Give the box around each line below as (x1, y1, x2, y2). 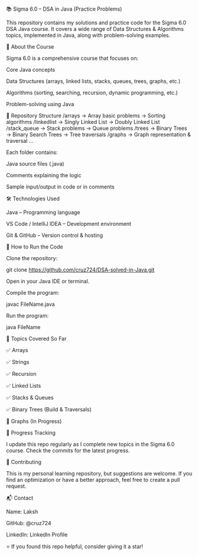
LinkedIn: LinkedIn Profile (6, 531, 68, 538)
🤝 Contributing (6, 459, 42, 465)
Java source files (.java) (6, 160, 64, 167)
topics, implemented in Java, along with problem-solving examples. (6, 32, 171, 39)
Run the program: (6, 312, 49, 319)
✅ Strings (6, 359, 30, 365)
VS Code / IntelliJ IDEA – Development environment (6, 221, 132, 227)
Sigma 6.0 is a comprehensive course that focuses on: (6, 55, 139, 62)
